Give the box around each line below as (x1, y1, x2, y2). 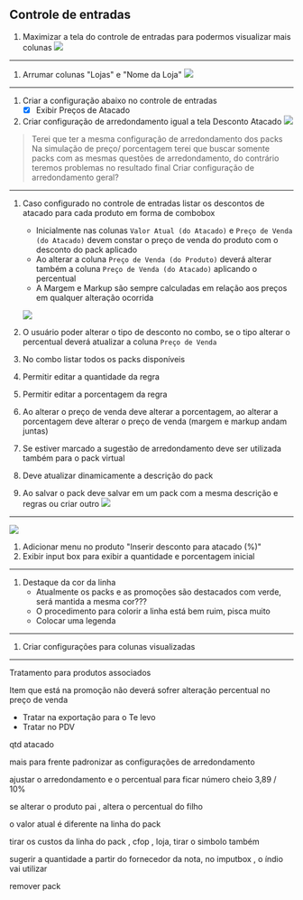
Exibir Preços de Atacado (35, 104, 131, 116)
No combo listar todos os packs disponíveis (22, 353, 186, 364)
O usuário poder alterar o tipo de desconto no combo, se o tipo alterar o (22, 326, 290, 337)
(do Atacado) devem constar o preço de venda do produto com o (35, 234, 279, 245)
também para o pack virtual (22, 452, 125, 464)
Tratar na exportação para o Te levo (22, 711, 156, 722)
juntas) (22, 425, 49, 436)
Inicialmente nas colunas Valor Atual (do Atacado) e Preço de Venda (35, 225, 293, 236)
